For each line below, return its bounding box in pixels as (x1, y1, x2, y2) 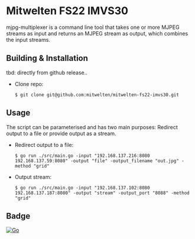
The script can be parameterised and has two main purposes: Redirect (6, 123, 178, 130)
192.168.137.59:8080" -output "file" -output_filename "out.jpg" (14, 158, 179, 163)
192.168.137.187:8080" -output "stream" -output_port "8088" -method (14, 190, 190, 196)
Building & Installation (6, 53, 89, 63)
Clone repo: (14, 80, 44, 87)
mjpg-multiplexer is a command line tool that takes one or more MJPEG (6, 24, 180, 31)
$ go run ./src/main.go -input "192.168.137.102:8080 (14, 185, 150, 191)
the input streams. (6, 36, 50, 43)
